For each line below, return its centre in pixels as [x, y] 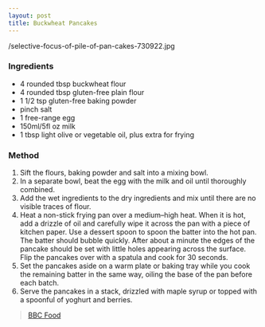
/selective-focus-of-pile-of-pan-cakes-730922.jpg [92, 45]
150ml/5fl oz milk [47, 126]
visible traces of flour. [55, 207]
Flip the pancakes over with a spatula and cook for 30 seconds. [124, 258]
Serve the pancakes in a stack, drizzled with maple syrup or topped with [138, 291]
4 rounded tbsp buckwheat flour [73, 84]
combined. [37, 190]
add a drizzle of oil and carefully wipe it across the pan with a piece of [135, 223]
